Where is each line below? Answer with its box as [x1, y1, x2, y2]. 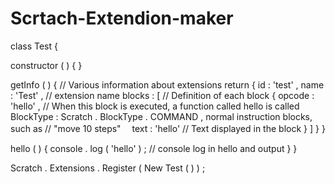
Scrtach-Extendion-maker [10, 7, 234, 30]
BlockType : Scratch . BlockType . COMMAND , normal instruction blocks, [10, 110, 313, 122]
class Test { [10, 40, 58, 52]
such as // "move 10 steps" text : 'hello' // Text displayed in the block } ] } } [10, 122, 326, 134]
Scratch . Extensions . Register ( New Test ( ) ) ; [10, 162, 206, 174]
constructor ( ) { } [10, 59, 83, 71]
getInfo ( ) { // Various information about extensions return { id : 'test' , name [10, 78, 325, 91]
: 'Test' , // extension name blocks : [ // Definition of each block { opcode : [10, 89, 315, 101]
